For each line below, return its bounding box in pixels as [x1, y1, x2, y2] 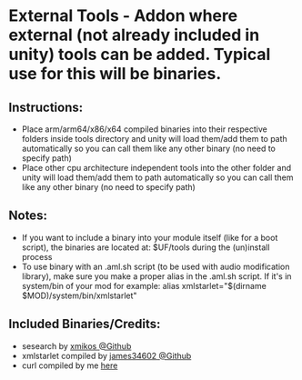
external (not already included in [8, 25, 260, 45]
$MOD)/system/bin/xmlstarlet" [21, 290, 137, 301]
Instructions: [8, 99, 84, 115]
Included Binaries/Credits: [8, 316, 161, 332]
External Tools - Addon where [8, 5, 238, 26]
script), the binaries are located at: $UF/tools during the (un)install [21, 242, 270, 253]
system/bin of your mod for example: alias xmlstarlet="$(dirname [21, 280, 267, 291]
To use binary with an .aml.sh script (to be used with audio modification [21, 261, 290, 272]
